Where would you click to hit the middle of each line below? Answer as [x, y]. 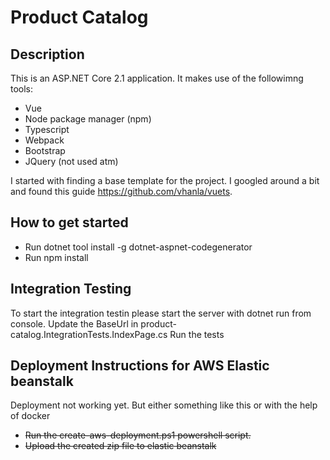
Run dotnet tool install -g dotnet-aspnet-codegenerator [138, 247]
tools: [22, 89]
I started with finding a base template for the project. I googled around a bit [165, 180]
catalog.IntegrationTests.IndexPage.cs [89, 334]
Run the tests [197, 334]
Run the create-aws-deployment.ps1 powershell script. [138, 435]
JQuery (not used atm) [71, 161]
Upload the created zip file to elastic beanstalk [120, 446]
